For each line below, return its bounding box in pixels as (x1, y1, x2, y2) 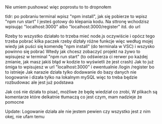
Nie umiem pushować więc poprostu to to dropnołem (5, 4, 111, 10)
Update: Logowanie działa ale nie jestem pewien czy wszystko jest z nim (5, 108, 151, 114)
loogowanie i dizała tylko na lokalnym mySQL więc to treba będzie (5, 75, 138, 80)
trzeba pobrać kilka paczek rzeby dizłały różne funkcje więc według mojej (5, 38, 153, 44)
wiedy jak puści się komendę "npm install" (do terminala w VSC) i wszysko (5, 44, 155, 49)
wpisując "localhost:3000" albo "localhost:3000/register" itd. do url (5, 24, 141, 30)
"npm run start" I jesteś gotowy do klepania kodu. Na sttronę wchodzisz (5, 19, 149, 24)
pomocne (5, 99, 24, 105)
